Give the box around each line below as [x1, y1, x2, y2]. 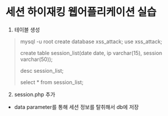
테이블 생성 [14, 26, 40, 33]
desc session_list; [20, 67, 64, 74]
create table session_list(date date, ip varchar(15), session [20, 49, 163, 56]
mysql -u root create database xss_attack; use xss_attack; [20, 38, 163, 45]
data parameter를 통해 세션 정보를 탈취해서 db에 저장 [14, 103, 139, 110]
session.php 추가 [14, 91, 56, 98]
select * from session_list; [20, 78, 84, 86]
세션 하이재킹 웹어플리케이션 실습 [5, 5, 157, 19]
